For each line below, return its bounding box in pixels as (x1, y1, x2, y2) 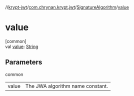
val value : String (5, 43, 38, 49)
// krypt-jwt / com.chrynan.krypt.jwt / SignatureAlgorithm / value (5, 4, 129, 10)
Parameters (5, 58, 42, 66)
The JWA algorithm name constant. (25, 82, 108, 89)
